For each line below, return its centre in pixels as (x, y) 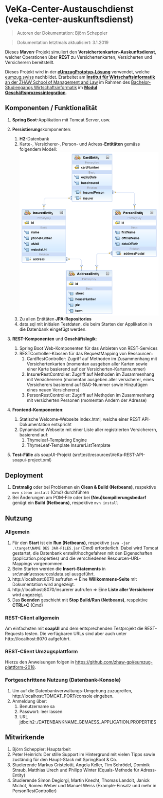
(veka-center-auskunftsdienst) (69, 19)
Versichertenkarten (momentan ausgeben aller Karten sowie (87, 364)
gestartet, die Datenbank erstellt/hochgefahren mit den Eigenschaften (82, 553)
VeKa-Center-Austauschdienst (69, 9)
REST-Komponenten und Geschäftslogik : (54, 339)
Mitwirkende (25, 737)
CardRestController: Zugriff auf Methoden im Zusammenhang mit (92, 359)
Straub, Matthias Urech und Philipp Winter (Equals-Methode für (76, 770)
